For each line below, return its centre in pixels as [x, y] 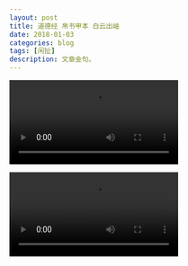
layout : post [34, 18]
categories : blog [42, 43]
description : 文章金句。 [53, 59]
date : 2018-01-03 [42, 34]
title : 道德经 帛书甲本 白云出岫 [64, 26]
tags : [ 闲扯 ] [32, 51]
